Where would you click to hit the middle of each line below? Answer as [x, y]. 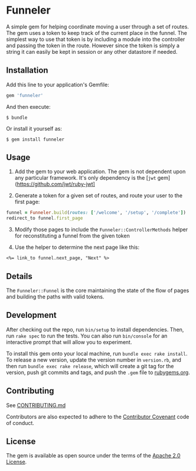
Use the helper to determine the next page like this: [77, 247]
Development [32, 315]
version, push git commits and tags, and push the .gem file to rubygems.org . [98, 372]
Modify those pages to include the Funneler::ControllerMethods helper [101, 230]
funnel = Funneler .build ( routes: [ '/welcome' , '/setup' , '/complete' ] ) [96, 213]
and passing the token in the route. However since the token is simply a [93, 46]
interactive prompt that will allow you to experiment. [69, 342]
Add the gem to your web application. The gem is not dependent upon [100, 171]
